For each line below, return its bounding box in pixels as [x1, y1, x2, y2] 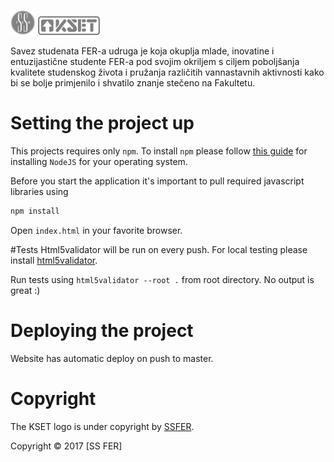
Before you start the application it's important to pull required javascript [10, 175, 305, 187]
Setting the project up [10, 112, 195, 135]
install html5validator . [10, 254, 98, 266]
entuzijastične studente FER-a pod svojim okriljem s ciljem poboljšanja [10, 56, 300, 67]
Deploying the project [10, 320, 194, 342]
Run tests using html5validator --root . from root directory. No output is [10, 273, 315, 285]
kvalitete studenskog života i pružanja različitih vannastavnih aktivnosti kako [10, 66, 325, 78]
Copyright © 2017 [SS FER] [10, 440, 123, 452]
